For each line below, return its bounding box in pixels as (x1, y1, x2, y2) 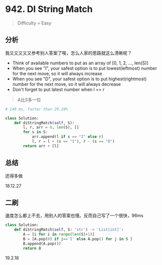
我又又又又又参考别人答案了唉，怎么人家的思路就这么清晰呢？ (5, 50, 132, 56)
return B (23, 246, 41, 251)
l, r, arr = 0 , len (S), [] (23, 125, 79, 130)
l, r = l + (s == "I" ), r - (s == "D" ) (31, 139, 115, 144)
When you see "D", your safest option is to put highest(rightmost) (12, 76, 147, 82)
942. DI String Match (5, 3, 93, 15)
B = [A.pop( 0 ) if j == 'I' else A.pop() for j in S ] (23, 237, 133, 242)
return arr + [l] (23, 143, 59, 148)
